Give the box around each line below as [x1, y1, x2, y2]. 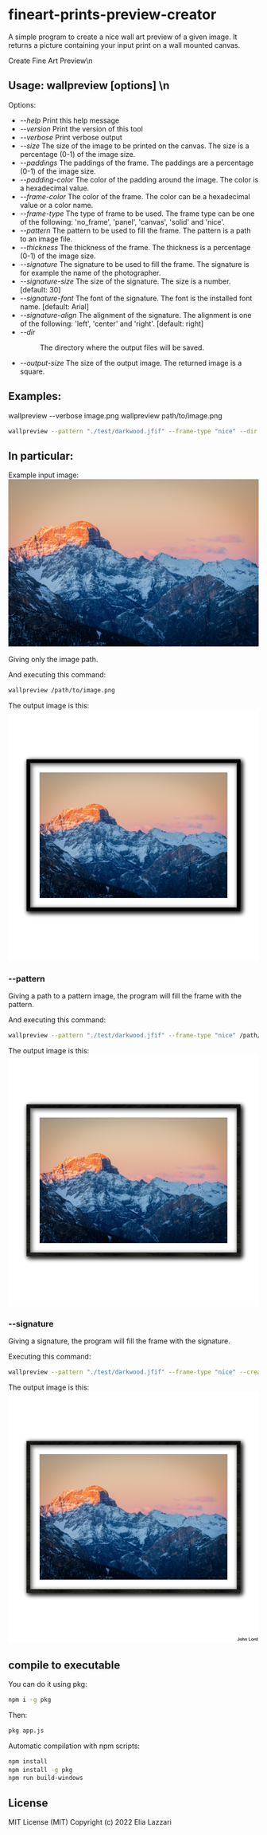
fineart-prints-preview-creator [8, 6, 217, 24]
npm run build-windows [8, 1774, 83, 1782]
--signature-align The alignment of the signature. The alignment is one [19, 310, 252, 320]
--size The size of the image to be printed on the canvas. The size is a [19, 141, 250, 151]
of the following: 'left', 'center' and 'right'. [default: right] [19, 319, 204, 328]
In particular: [8, 449, 74, 463]
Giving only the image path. [8, 654, 99, 664]
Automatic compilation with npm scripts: [8, 1741, 141, 1751]
